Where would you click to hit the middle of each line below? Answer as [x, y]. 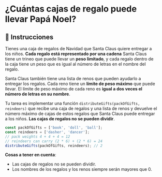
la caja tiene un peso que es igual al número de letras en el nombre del [75, 64]
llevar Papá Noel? [41, 19]
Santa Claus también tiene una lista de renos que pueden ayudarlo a [73, 79]
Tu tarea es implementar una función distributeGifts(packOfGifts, [73, 103]
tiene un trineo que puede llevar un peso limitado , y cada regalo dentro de [79, 59]
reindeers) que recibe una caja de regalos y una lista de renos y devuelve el [81, 108]
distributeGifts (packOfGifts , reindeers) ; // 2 [54, 146]
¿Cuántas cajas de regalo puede [71, 9]
